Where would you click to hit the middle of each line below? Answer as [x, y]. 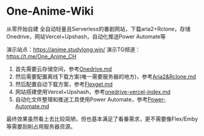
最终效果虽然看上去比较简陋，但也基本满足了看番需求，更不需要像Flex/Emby [102, 119]
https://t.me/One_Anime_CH [41, 56]
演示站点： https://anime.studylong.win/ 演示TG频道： [74, 49]
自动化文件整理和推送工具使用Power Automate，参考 [81, 99]
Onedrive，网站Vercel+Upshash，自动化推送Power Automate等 [86, 36]
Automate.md [32, 106]
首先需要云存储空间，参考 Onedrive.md [63, 69]
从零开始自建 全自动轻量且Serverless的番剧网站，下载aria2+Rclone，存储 [98, 29]
